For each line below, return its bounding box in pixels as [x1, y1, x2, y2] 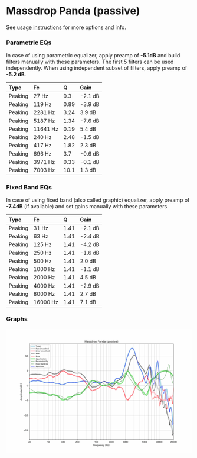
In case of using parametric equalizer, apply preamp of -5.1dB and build [6, 52, 180, 59]
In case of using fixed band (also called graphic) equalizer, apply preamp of [6, 196, 190, 204]
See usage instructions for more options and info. [6, 24, 127, 31]
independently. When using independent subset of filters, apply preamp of [6, 64, 188, 72]
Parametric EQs [6, 38, 52, 47]
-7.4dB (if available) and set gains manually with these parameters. [6, 203, 169, 210]
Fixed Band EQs [6, 183, 52, 191]
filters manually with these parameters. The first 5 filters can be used [6, 58, 174, 66]
